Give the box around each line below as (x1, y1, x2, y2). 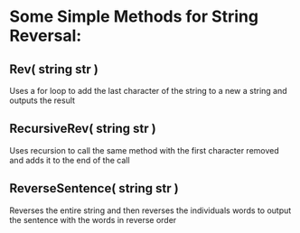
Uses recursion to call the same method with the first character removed (9, 144, 280, 155)
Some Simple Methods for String (9, 6, 259, 27)
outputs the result (9, 95, 75, 106)
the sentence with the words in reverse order (9, 214, 177, 225)
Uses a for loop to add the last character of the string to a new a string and (9, 86, 287, 96)
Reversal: (9, 25, 82, 46)
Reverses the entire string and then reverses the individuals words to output (9, 205, 292, 216)
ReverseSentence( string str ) (9, 181, 179, 196)
